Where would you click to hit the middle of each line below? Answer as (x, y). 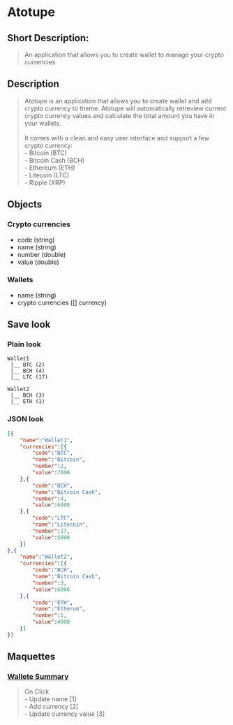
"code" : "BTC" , (53, 453)
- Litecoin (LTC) (47, 175)
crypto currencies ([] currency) (62, 302)
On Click (37, 691)
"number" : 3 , (50, 583)
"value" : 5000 (51, 537)
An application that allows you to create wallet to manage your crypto (124, 54)
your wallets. (43, 123)
